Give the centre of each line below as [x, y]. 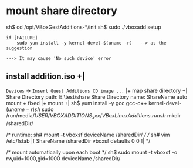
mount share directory [62, 11]
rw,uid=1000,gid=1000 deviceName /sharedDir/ [63, 158]
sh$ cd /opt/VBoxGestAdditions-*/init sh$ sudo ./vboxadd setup [84, 27]
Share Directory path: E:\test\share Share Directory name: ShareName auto [97, 97]
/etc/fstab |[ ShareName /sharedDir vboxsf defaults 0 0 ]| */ [78, 141]
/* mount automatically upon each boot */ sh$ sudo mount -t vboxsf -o [92, 152]
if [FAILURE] [22, 38]
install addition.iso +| [45, 77]
